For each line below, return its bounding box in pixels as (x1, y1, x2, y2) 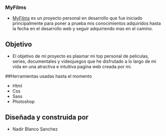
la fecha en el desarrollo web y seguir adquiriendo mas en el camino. (12, 26, 154, 32)
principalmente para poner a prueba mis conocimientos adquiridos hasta (12, 20, 161, 26)
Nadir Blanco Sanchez (12, 126, 58, 132)
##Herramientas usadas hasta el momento (5, 73, 92, 79)
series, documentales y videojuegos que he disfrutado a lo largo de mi (12, 58, 157, 64)
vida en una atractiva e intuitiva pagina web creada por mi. (12, 64, 132, 70)
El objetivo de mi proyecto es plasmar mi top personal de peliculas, (12, 53, 149, 59)
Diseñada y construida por (5, 113, 89, 121)
